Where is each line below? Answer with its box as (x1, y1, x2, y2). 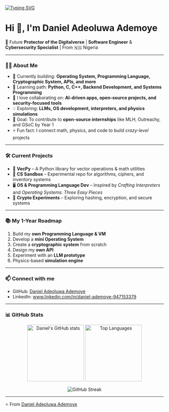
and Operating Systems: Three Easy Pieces (12, 189, 103, 195)
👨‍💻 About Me (5, 62, 38, 69)
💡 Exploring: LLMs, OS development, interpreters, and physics (12, 106, 145, 112)
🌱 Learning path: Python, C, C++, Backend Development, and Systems (12, 84, 162, 90)
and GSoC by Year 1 (12, 122, 54, 128)
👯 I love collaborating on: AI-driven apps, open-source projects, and (12, 95, 157, 101)
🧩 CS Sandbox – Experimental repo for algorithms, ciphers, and (12, 171, 144, 177)
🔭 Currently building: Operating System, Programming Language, (12, 73, 150, 79)
